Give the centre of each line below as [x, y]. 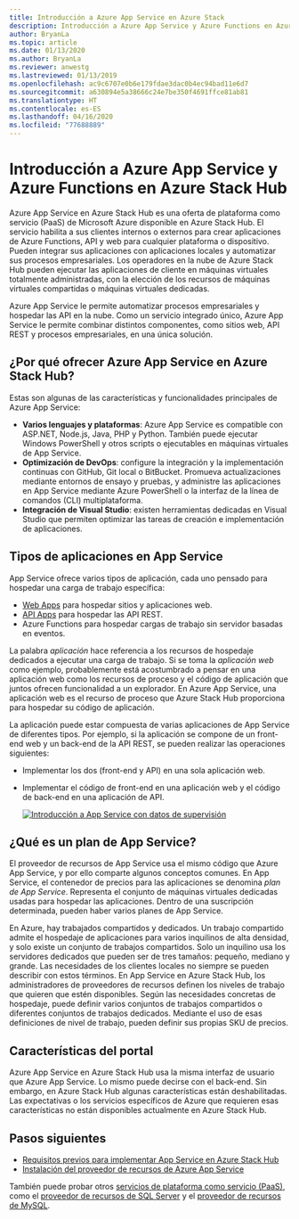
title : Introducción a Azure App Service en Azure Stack [117, 17]
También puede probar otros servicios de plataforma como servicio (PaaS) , [147, 1186]
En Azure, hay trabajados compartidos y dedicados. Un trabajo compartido [147, 929]
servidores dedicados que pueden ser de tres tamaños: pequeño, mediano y [149, 957]
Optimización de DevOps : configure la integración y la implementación [153, 462]
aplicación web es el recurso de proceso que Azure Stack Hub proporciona [147, 698]
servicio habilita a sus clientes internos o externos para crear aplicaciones [145, 232]
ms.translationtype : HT [53, 100]
